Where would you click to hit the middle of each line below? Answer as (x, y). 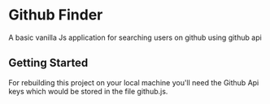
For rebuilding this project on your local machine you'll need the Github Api (134, 82)
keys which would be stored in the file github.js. (88, 91)
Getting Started (48, 63)
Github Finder (56, 15)
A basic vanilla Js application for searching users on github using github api (135, 37)
